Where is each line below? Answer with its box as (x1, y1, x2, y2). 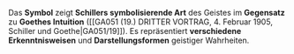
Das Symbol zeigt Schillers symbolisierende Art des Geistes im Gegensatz (8, 8, 285, 17)
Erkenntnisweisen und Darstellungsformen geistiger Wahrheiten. (8, 35, 250, 45)
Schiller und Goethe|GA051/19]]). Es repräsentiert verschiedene (8, 26, 242, 36)
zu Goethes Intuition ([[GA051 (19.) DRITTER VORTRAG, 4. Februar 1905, (8, 17, 273, 27)
